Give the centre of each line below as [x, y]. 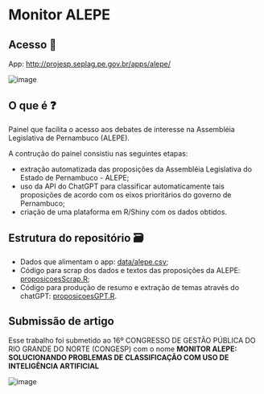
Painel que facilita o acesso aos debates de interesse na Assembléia [122, 129]
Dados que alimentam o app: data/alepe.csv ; [94, 261]
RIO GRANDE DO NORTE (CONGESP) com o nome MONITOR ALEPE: [123, 349]
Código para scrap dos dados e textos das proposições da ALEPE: [130, 270]
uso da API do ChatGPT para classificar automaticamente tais [122, 186]
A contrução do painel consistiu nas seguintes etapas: [98, 153]
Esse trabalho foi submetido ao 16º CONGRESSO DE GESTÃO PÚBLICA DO [132, 341]
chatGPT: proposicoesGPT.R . [68, 296]
